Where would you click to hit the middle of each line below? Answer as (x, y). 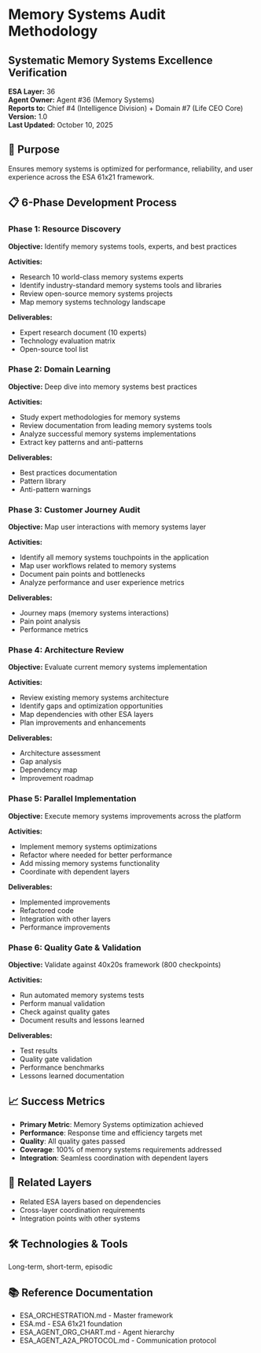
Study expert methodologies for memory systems (100, 417)
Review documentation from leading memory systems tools (116, 425)
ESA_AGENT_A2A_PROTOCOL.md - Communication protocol (118, 1340)
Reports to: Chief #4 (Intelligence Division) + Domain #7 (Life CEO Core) (126, 108)
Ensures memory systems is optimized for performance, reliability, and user (130, 168)
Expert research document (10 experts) (83, 332)
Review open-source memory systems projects (96, 294)
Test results (39, 1050)
